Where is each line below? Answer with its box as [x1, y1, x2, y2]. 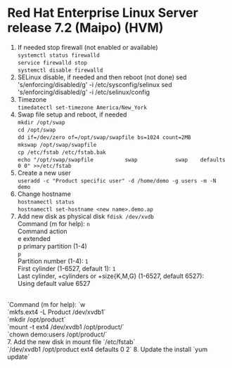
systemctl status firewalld [17, 51, 100, 59]
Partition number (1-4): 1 [17, 256, 89, 265]
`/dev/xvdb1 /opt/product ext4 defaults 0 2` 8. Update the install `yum [7, 345, 208, 353]
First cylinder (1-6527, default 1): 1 [17, 264, 116, 272]
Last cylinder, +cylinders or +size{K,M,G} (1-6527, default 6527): [17, 272, 205, 280]
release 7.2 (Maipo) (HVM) [7, 20, 164, 36]
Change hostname [17, 190, 72, 198]
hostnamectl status [17, 198, 75, 205]
